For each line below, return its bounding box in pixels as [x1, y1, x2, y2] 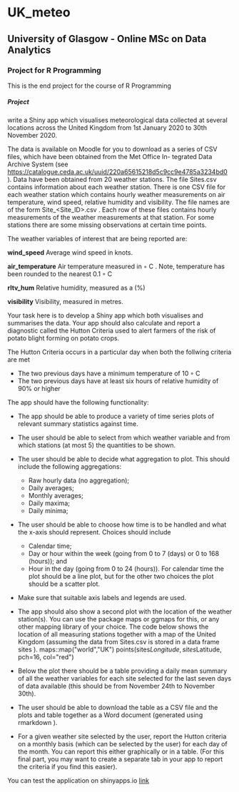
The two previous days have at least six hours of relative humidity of [17, 376, 219, 385]
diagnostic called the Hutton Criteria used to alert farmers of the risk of [7, 326, 216, 335]
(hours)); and [28, 557, 68, 565]
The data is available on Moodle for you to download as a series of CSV [7, 144, 218, 153]
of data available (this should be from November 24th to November [17, 681, 215, 690]
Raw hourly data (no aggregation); [28, 476, 130, 484]
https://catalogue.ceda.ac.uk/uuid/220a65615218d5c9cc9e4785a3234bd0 [7, 167, 228, 176]
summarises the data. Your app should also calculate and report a [7, 318, 201, 327]
